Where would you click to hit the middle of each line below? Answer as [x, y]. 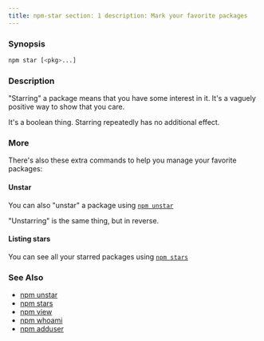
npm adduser [41, 329]
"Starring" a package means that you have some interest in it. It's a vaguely [132, 98]
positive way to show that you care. [67, 107]
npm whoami [41, 320]
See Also [26, 277]
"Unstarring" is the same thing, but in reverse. [84, 220]
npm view [36, 312]
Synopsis [27, 43]
